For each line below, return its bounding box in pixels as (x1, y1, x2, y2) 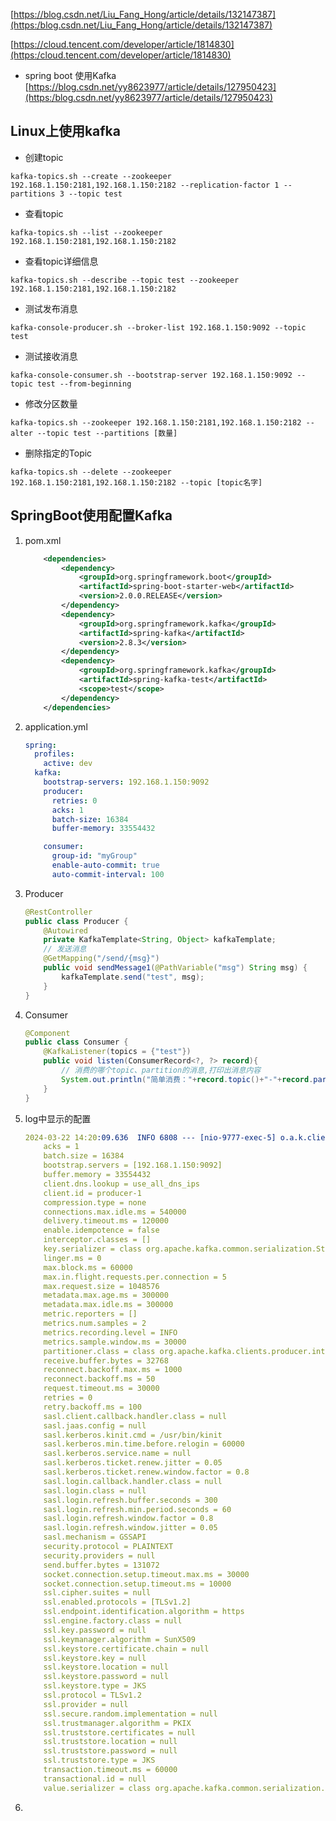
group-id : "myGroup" (51, 851, 138, 861)
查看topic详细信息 (24, 255, 99, 267)
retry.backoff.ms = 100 (43, 1402, 142, 1412)
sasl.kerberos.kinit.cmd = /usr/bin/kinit (43, 1430, 223, 1440)
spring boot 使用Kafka (24, 70, 117, 81)
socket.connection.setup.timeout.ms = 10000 (43, 1579, 232, 1589)
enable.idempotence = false (43, 1225, 160, 1236)
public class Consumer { (24, 1037, 129, 1048)
